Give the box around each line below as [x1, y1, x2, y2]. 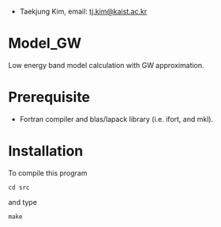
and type [8, 197, 38, 206]
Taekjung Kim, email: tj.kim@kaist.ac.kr [19, 7, 148, 16]
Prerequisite [8, 89, 91, 106]
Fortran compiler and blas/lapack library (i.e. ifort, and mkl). [19, 114, 214, 123]
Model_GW [8, 35, 81, 52]
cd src [8, 183, 30, 191]
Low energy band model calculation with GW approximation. [8, 60, 204, 70]
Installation [8, 142, 84, 161]
